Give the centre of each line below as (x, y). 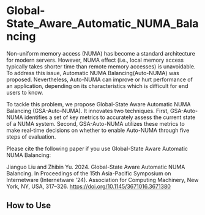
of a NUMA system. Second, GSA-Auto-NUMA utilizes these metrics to (95, 123)
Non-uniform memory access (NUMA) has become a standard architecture (101, 53)
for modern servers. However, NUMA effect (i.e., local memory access (95, 60)
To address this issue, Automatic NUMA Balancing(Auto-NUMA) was (93, 73)
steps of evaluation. (31, 137)
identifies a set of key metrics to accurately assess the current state (110, 117)
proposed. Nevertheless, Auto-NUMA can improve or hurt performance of (99, 79)
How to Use (29, 206)
